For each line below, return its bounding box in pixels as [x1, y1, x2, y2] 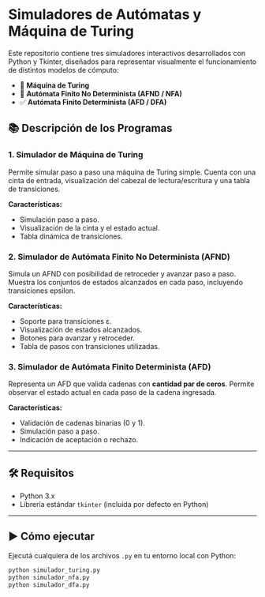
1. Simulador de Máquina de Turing [8, 149, 144, 160]
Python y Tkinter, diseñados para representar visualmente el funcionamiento [8, 57, 257, 66]
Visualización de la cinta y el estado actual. [19, 223, 160, 232]
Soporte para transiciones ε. [19, 316, 112, 325]
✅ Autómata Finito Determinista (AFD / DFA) [19, 97, 167, 107]
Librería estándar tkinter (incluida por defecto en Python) [19, 500, 209, 509]
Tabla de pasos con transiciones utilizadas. [19, 341, 160, 351]
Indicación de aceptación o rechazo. [19, 435, 139, 445]
